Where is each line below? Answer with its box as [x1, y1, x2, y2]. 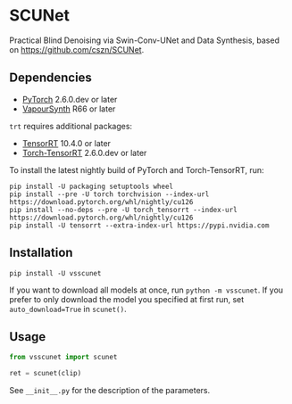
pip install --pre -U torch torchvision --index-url [9, 189, 210, 199]
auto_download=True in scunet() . [9, 303, 127, 314]
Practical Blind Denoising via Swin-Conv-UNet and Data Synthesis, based [9, 35, 279, 45]
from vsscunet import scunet [9, 353, 118, 362]
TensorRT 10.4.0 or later [21, 137, 112, 148]
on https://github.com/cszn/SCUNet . [9, 44, 145, 54]
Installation [9, 245, 73, 260]
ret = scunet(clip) [9, 369, 82, 378]
